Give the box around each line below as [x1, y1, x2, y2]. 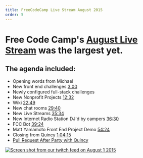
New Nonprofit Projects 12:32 [12, 94, 74, 100]
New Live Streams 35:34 [12, 110, 64, 116]
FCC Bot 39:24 [12, 121, 44, 127]
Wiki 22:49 [12, 99, 35, 106]
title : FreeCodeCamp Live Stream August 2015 [5, 7, 103, 13]
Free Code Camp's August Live [5, 34, 138, 45]
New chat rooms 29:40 [12, 104, 61, 111]
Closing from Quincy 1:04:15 [12, 132, 72, 138]
